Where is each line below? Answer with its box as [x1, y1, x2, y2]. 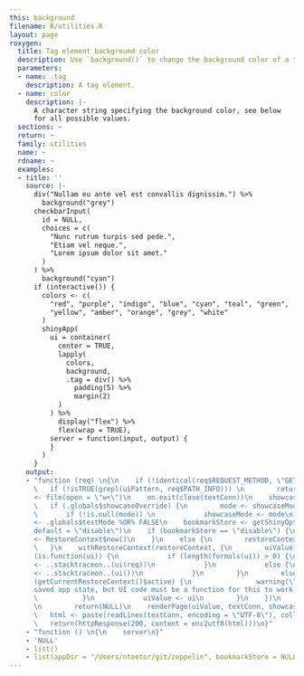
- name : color [17, 89, 71, 98]
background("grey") [42, 198, 116, 208]
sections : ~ [17, 123, 63, 132]
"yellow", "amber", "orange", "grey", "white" [49, 308, 229, 317]
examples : [17, 165, 54, 174]
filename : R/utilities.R [9, 22, 103, 31]
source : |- [25, 182, 67, 191]
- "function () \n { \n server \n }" [25, 627, 165, 636]
